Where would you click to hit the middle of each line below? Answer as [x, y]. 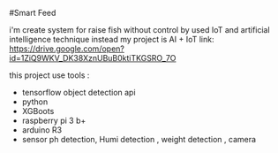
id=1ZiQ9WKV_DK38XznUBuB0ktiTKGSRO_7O [93, 58]
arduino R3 [42, 130]
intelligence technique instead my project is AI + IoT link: [112, 39]
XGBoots [38, 111]
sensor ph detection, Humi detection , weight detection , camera [139, 139]
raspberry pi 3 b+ [54, 120]
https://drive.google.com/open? [67, 49]
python [35, 102]
